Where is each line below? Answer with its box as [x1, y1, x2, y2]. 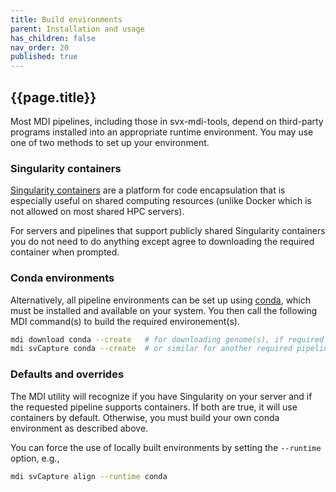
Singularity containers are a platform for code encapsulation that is [10, 184, 286, 196]
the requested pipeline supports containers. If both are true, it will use [10, 401, 298, 413]
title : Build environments [10, 14, 123, 25]
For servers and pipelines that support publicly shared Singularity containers [10, 225, 326, 237]
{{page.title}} [10, 89, 97, 106]
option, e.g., [10, 452, 60, 464]
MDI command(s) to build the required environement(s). [10, 315, 240, 327]
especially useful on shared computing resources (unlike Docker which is [10, 195, 312, 207]
